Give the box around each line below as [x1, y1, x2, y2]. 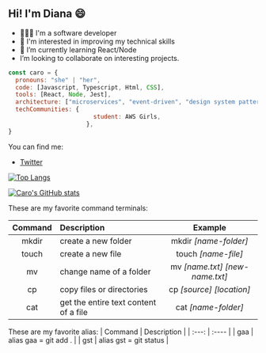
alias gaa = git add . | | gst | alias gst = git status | [8, 335, 169, 344]
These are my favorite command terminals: [8, 203, 149, 213]
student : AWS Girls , [93, 113, 161, 121]
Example [192, 222, 227, 233]
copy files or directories [59, 283, 148, 294]
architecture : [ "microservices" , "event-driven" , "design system [15, 98, 236, 106]
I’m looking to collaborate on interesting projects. [19, 53, 180, 63]
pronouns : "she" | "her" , [15, 76, 101, 84]
